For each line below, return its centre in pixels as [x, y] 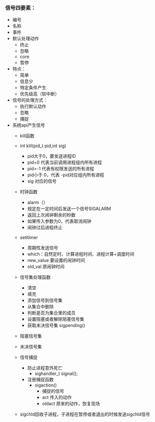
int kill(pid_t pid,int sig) [43, 146]
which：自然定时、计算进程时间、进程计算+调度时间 [81, 254]
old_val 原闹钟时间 [46, 267]
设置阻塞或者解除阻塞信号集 [56, 319]
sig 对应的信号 [42, 181]
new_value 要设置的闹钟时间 [56, 260]
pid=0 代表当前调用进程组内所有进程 [65, 162]
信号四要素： [21, 8]
